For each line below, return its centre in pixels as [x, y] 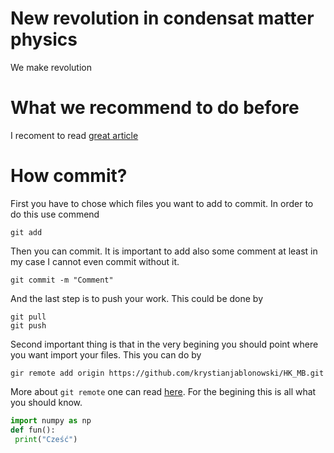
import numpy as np [51, 420]
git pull [28, 317]
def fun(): [33, 430]
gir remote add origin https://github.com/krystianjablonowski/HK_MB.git [167, 373]
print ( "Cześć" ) [46, 439]
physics [44, 39]
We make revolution [51, 67]
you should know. [46, 402]
